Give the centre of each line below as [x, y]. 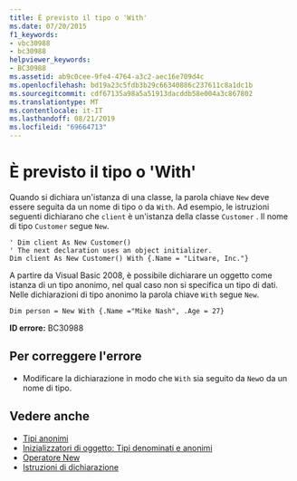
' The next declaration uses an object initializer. [111, 250]
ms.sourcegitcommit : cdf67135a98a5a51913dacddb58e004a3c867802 [131, 93]
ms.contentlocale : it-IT [56, 111]
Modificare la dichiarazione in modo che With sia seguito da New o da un [155, 378]
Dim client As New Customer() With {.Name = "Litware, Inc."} [129, 258]
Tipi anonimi [45, 438]
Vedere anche [50, 416]
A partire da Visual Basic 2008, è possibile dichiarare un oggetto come [141, 275]
